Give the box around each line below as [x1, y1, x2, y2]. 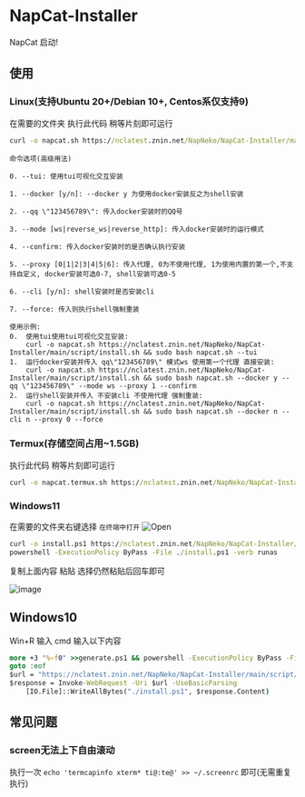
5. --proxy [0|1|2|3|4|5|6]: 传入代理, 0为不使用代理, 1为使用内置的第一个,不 [9, 260, 288, 269]
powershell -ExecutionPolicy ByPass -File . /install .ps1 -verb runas [9, 547, 279, 557]
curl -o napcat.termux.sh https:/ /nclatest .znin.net [9, 478, 213, 487]
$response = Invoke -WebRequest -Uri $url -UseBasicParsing [9, 679, 238, 688]
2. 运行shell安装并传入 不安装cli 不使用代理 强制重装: [9, 391, 203, 400]
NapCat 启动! [9, 36, 59, 47]
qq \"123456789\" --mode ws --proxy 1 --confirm [9, 381, 197, 391]
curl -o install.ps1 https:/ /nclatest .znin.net [9, 539, 193, 548]
